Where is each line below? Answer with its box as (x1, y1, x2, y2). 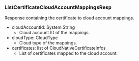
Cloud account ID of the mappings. (19, 30, 90, 36)
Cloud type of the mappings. (19, 40, 77, 46)
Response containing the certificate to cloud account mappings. (4, 15, 135, 21)
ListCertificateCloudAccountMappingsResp (4, 4, 111, 11)
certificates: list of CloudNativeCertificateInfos (11, 45, 106, 51)
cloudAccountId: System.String (11, 24, 75, 30)
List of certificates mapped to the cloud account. (19, 50, 118, 56)
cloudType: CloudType (11, 35, 58, 41)
